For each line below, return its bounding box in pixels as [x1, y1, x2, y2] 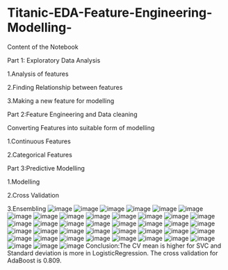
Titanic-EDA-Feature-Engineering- [7, 5, 213, 21]
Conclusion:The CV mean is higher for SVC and [85, 241, 222, 250]
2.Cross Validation [7, 191, 59, 199]
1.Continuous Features [7, 137, 71, 145]
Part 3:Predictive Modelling [7, 164, 85, 172]
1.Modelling [7, 177, 40, 186]
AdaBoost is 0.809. [7, 256, 62, 264]
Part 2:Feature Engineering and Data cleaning [7, 110, 138, 118]
